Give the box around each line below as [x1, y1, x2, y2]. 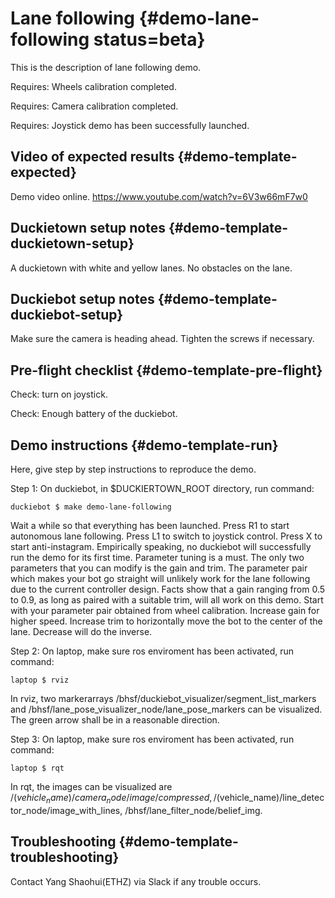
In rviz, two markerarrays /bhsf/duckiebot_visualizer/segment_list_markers [10, 693, 317, 704]
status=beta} [93, 28, 206, 51]
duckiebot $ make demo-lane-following [10, 502, 172, 512]
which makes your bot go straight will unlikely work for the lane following [10, 573, 311, 584]
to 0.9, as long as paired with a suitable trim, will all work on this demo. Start [10, 594, 324, 606]
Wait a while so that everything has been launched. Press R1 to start [10, 520, 290, 531]
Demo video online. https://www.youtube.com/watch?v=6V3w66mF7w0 [10, 190, 308, 202]
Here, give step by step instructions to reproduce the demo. [10, 463, 257, 475]
